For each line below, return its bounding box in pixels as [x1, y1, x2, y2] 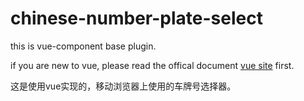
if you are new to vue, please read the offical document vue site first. [10, 59, 295, 71]
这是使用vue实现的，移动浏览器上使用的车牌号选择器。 [10, 80, 237, 92]
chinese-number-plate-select [10, 7, 263, 30]
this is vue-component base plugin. [10, 40, 157, 52]
